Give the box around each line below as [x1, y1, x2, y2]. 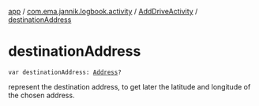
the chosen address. [8, 90, 75, 100]
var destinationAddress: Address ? [8, 68, 122, 76]
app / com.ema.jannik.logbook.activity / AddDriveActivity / [8, 7, 198, 16]
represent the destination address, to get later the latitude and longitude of [8, 82, 251, 91]
